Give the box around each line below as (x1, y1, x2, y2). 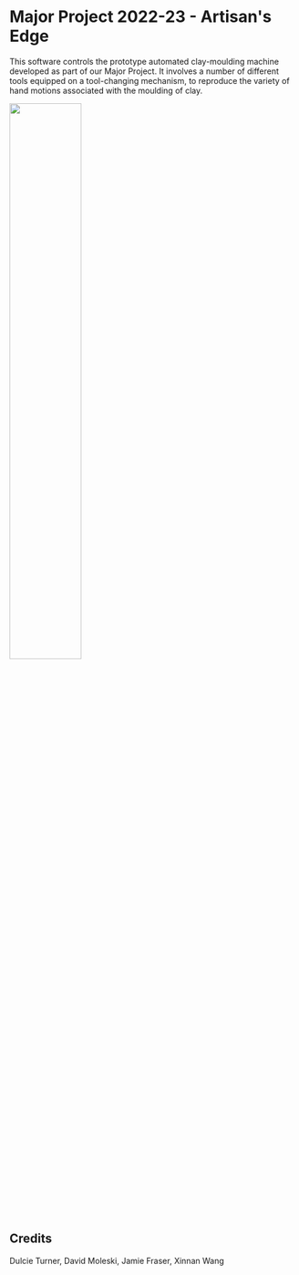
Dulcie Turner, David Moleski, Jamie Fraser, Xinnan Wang (9, 1255, 225, 1266)
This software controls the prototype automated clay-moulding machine (9, 56, 280, 67)
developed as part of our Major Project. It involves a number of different (9, 66, 280, 77)
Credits (9, 1231, 53, 1247)
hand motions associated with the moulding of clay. (9, 85, 203, 96)
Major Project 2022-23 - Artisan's (9, 6, 272, 27)
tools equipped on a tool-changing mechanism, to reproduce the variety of (9, 75, 290, 86)
